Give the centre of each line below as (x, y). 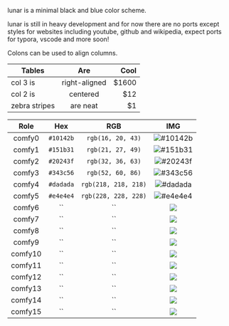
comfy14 (26, 300)
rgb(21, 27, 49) (114, 150)
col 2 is (23, 94)
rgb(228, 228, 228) (114, 196)
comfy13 (26, 289)
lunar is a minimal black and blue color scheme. (77, 10)
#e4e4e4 (62, 196)
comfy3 (26, 173)
